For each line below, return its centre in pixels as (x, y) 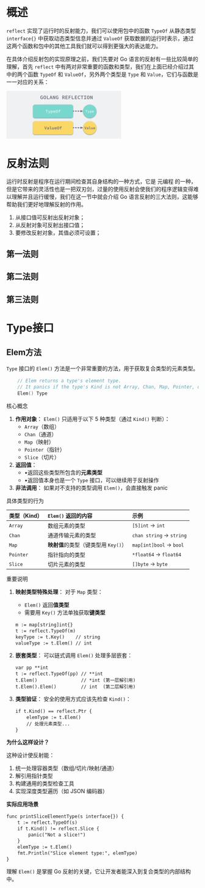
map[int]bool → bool (158, 545)
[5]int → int (149, 525)
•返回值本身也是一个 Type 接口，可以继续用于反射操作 (92, 480)
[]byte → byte (150, 564)
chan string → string (160, 535)
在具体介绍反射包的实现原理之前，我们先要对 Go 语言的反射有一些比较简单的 (102, 59)
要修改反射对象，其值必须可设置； (58, 233)
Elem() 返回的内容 (70, 515)
